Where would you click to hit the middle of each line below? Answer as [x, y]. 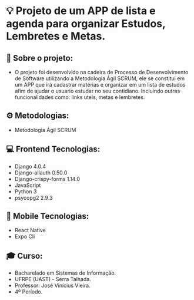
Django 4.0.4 [30, 166]
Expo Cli [25, 236]
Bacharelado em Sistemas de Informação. [65, 273]
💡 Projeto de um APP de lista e [81, 11]
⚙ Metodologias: [38, 116]
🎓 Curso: [24, 256]
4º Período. [29, 292]
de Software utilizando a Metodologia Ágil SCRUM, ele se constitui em [100, 78]
